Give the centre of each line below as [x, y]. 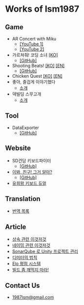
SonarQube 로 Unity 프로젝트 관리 [45, 251]
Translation [23, 199]
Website [18, 148]
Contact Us [22, 285]
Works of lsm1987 [42, 9]
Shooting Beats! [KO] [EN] [38, 65]
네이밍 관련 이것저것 [31, 245]
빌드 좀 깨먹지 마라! [30, 270]
